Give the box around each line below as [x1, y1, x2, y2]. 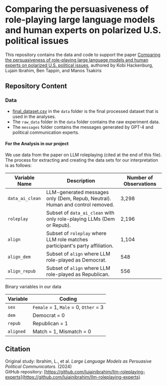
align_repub [7, 268, 36, 274]
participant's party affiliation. [46, 242, 113, 249]
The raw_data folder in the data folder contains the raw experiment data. [12, 118, 160, 125]
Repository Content [5, 82, 67, 91]
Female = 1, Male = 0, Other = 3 [32, 303, 104, 310]
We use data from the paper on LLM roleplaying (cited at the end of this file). [5, 152, 162, 158]
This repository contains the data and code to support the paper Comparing [5, 51, 161, 58]
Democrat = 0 [32, 312, 65, 319]
